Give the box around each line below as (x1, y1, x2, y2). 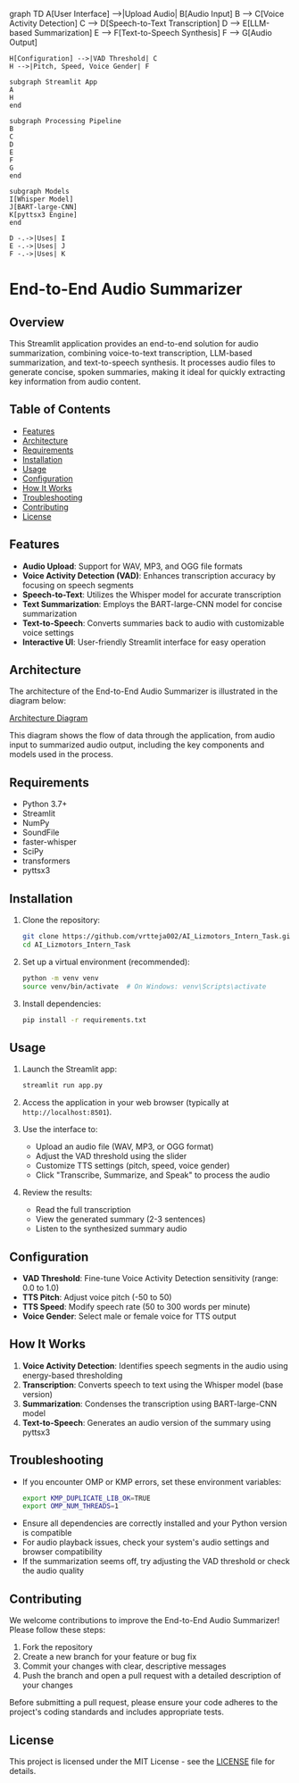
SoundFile (21, 827, 60, 838)
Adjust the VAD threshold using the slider (35, 1151, 187, 1162)
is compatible (21, 1528, 72, 1538)
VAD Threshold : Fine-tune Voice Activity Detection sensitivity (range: (21, 1272, 278, 1283)
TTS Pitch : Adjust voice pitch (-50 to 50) (21, 1291, 172, 1303)
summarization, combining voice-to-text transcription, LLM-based (9, 348, 253, 358)
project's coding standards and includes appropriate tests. (9, 1706, 225, 1718)
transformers (21, 855, 71, 866)
